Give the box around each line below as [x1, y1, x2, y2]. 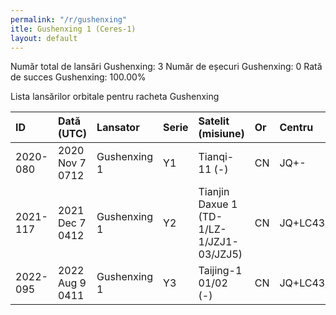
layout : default [10, 33, 78, 43]
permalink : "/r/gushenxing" [10, 14, 128, 25]
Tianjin [198, 185, 230, 199]
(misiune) [198, 127, 245, 141]
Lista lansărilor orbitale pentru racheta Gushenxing [10, 91, 220, 103]
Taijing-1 [198, 264, 243, 278]
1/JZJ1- [198, 235, 239, 249]
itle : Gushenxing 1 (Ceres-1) [10, 24, 137, 34]
